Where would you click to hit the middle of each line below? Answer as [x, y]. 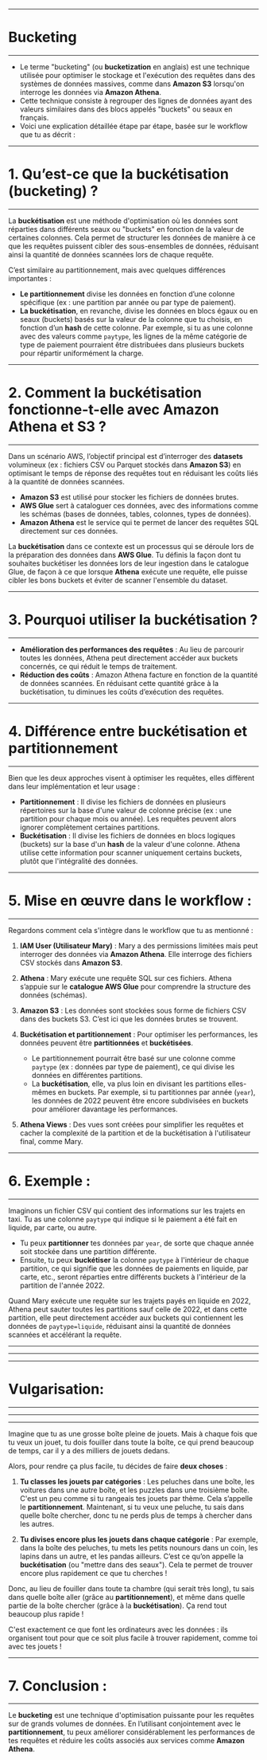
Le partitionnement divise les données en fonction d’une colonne [127, 294]
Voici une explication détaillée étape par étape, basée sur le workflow [133, 126]
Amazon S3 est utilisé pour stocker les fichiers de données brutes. [129, 497]
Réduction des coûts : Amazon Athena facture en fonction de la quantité [139, 675]
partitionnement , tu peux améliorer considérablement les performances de [132, 1732]
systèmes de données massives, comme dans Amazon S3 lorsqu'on [132, 84]
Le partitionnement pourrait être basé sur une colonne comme [133, 1058]
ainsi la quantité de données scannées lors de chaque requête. [111, 254]
